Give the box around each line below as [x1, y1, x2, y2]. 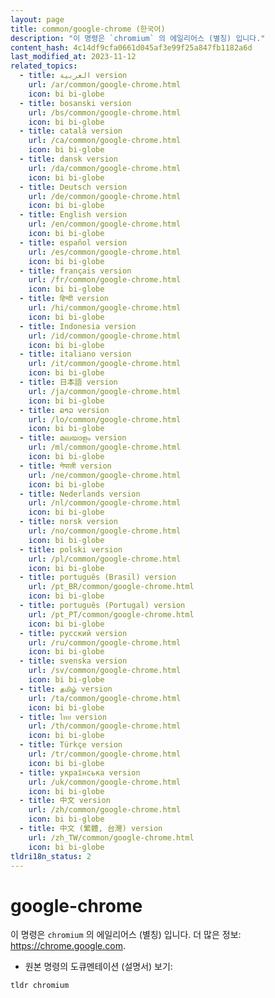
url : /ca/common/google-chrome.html [28, 136, 182, 146]
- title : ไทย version [19, 712, 107, 722]
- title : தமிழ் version [19, 684, 113, 694]
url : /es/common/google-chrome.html [28, 247, 182, 257]
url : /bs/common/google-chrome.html [28, 107, 182, 118]
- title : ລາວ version [19, 405, 110, 415]
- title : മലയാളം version [19, 433, 127, 443]
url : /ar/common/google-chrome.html [28, 80, 182, 90]
